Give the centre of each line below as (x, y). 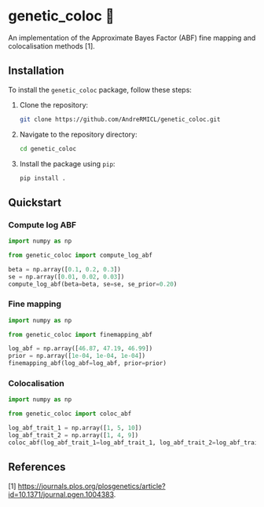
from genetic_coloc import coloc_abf (70, 414)
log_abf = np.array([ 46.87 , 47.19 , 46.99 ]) (81, 348)
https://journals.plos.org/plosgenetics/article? (92, 486)
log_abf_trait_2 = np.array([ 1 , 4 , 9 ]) (73, 436)
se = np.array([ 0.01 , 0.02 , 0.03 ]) (66, 277)
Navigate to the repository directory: (78, 134)
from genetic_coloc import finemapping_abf (81, 334)
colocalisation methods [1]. (52, 46)
